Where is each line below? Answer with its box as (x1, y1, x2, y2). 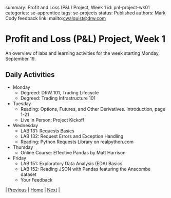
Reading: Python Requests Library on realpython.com (20, 138, 134, 145)
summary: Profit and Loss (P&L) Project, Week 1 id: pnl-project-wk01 (5, 5, 150, 10)
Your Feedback (20, 176, 53, 183)
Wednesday (12, 122, 39, 128)
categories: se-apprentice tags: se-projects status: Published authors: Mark (5, 10, 166, 16)
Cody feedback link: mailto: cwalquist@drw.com (5, 15, 106, 21)
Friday (12, 155, 27, 161)
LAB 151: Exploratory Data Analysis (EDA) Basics (20, 160, 123, 166)
